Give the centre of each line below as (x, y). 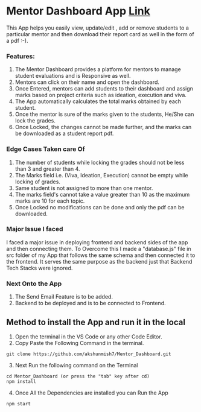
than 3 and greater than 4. (47, 169)
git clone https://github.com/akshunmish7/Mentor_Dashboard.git (89, 354)
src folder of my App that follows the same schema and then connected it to (101, 255)
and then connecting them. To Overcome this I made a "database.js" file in (99, 249)
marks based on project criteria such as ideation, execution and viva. (101, 95)
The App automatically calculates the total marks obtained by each (98, 101)
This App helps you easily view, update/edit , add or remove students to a (97, 28)
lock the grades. (35, 121)
